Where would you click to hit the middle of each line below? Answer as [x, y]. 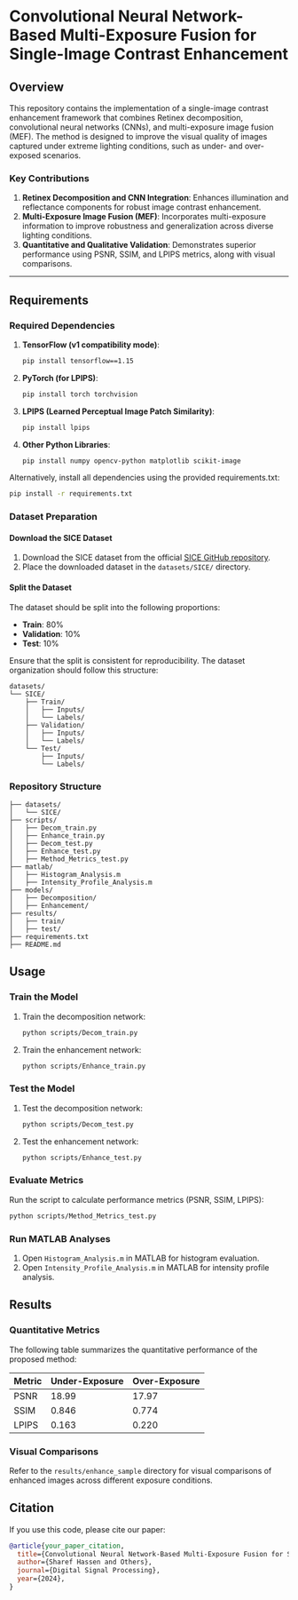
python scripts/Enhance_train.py [84, 1066]
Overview [37, 87]
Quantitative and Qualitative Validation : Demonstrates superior [139, 245]
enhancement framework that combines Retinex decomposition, [126, 118]
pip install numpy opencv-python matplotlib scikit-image [131, 461]
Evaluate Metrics [47, 1181]
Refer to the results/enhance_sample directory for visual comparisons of [141, 1470]
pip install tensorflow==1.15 [78, 361]
